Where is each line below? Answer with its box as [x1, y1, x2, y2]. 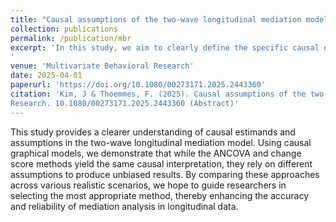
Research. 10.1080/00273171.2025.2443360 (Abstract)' [10, 98, 240, 108]
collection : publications [10, 24, 118, 34]
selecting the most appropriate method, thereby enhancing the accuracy [10, 189, 309, 201]
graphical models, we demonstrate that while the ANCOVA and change [10, 147, 302, 159]
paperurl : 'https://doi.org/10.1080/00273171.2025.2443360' [10, 80, 267, 90]
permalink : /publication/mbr [10, 33, 132, 43]
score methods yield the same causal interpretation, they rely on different [10, 157, 313, 170]
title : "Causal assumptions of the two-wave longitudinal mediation [10, 14, 302, 25]
